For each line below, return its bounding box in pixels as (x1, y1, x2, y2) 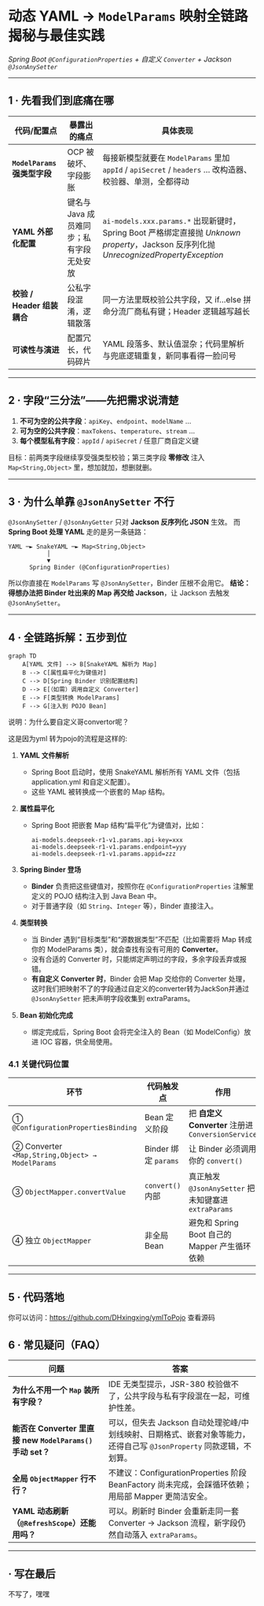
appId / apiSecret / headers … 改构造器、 (102, 164, 252, 175)
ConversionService (188, 1130, 258, 1139)
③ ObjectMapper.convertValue (12, 1186, 126, 1197)
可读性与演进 (12, 344, 60, 355)
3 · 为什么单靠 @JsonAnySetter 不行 (8, 495, 174, 508)
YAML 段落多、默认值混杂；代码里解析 (102, 338, 245, 349)
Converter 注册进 (188, 1120, 254, 1131)
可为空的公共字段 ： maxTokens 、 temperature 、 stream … (19, 426, 195, 436)
